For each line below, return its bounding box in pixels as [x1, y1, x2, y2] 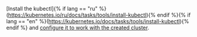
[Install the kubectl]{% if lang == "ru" [6, 5, 98, 12]
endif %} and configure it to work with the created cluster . [6, 24, 150, 31]
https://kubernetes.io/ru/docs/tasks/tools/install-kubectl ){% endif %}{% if [8, 11, 191, 18]
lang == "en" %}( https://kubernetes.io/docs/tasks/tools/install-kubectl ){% [6, 18, 190, 24]
